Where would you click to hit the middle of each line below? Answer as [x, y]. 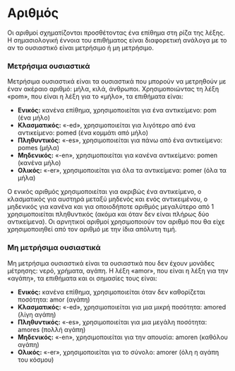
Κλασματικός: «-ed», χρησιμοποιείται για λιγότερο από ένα [107, 125]
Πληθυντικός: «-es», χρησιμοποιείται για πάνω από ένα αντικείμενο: [120, 140]
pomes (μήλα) [38, 148]
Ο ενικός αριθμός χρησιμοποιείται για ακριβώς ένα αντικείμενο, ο [104, 192]
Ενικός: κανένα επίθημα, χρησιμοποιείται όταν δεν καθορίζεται [112, 292]
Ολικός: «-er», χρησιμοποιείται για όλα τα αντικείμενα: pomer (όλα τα [122, 171]
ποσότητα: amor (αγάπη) [54, 299]
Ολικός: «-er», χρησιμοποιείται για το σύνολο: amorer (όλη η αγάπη [118, 352]
